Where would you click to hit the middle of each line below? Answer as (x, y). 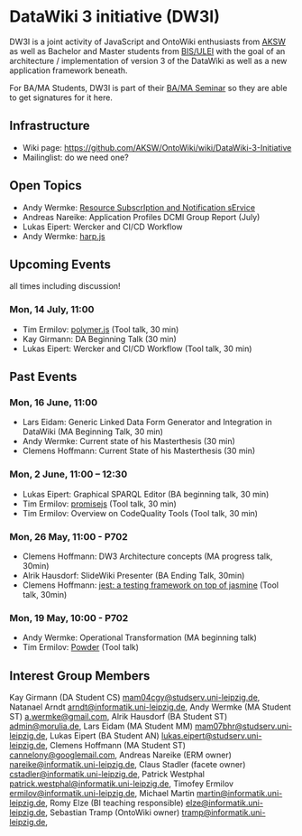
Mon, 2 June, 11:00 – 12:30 (69, 474)
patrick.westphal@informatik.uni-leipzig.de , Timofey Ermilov (122, 784)
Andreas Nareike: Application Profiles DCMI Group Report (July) (141, 217)
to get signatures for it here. (61, 98)
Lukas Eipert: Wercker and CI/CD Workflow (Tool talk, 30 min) (137, 348)
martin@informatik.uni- (240, 794)
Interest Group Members (80, 676)
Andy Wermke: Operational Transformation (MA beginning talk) (139, 637)
